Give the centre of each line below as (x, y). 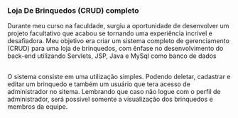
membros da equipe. (38, 106)
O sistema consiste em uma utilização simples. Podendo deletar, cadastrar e (119, 76)
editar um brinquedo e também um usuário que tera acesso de (99, 84)
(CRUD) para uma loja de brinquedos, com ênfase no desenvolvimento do (115, 49)
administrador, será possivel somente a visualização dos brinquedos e (110, 99)
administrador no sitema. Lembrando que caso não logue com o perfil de (114, 91)
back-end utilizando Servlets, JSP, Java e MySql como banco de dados (112, 56)
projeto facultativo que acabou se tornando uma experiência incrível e (110, 33)
